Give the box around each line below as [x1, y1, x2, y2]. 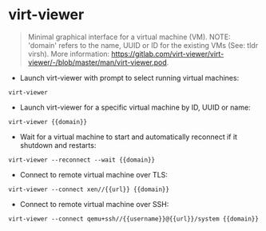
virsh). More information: [27, 49, 110, 58]
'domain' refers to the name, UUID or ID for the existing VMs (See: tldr [27, 40, 258, 50]
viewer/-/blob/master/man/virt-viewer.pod [27, 58, 168, 67]
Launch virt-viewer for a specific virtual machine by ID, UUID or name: [19, 102, 251, 112]
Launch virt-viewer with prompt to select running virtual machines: [19, 73, 240, 82]
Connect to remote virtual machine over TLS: [19, 169, 168, 179]
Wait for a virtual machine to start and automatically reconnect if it [19, 132, 238, 141]
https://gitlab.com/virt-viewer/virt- [111, 49, 224, 58]
